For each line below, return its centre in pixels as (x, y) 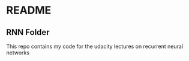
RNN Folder (28, 32)
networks (18, 53)
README (29, 10)
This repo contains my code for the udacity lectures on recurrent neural (95, 46)
